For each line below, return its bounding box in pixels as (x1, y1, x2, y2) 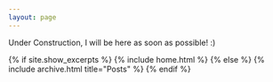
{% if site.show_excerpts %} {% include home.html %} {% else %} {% (8, 54, 266, 64)
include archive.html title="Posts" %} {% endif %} (8, 63, 192, 74)
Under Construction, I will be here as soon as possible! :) (8, 37, 216, 48)
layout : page (8, 12, 57, 22)
